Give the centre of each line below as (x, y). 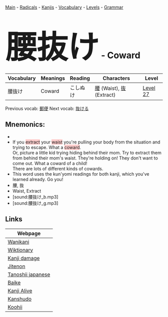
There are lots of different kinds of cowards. (58, 169)
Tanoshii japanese (29, 274)
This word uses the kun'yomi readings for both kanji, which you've (81, 174)
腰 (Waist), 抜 (110, 88)
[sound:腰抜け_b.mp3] (35, 197)
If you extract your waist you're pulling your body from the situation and (86, 142)
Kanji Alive (20, 290)
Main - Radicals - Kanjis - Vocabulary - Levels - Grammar (64, 7)
